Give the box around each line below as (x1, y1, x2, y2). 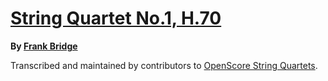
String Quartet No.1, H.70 (10, 7, 222, 30)
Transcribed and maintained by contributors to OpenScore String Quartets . (10, 59, 318, 71)
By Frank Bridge (10, 40, 78, 52)
